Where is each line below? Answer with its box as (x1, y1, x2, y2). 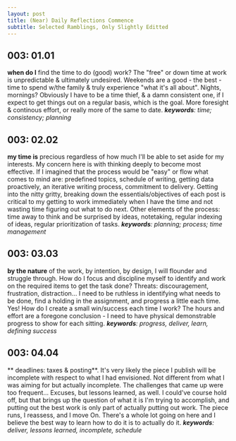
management (7, 227, 46, 236)
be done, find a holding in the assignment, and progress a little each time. (7, 296, 221, 305)
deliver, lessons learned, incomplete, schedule (7, 425, 142, 434)
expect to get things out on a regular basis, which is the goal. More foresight (7, 98, 229, 107)
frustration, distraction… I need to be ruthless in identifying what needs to (7, 289, 221, 297)
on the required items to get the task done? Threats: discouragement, (7, 282, 209, 290)
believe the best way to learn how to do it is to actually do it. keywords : (7, 418, 215, 427)
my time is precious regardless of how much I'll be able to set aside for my (7, 152, 224, 161)
